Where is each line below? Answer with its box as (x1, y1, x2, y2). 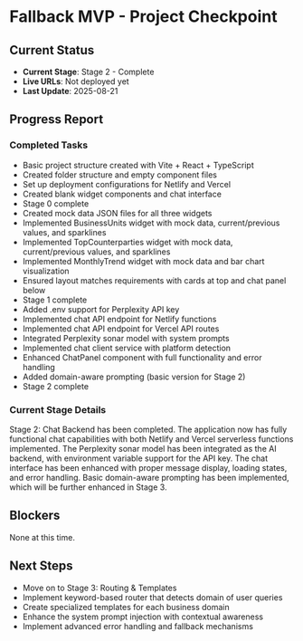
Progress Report (9, 111, 104, 128)
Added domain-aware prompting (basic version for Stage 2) (22, 371, 246, 382)
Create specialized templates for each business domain (22, 601, 231, 612)
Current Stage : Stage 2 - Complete (22, 66, 155, 77)
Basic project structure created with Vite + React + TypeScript (22, 159, 255, 170)
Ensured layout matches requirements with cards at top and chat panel (22, 274, 287, 286)
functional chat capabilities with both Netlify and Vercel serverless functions (9, 433, 294, 445)
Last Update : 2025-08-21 (22, 86, 118, 96)
